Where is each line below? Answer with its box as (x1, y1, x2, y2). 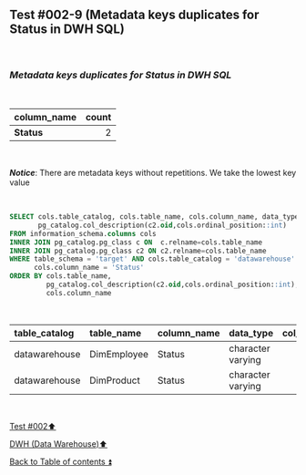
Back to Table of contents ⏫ (9, 456, 112, 467)
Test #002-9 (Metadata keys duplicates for (9, 7, 260, 23)
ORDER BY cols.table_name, (9, 272, 112, 281)
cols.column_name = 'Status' (33, 263, 145, 273)
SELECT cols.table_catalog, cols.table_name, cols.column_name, (9, 212, 259, 222)
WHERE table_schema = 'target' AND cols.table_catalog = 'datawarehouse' (9, 254, 296, 263)
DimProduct (89, 374, 141, 387)
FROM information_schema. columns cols (9, 229, 157, 238)
